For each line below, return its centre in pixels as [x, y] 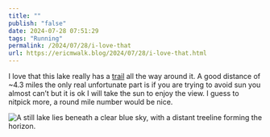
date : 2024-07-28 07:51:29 [54, 31]
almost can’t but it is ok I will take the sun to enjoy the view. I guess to [124, 93]
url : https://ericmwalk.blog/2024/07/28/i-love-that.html [108, 53]
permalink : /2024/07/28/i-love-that [70, 46]
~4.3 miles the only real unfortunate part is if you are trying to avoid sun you [135, 85]
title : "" [25, 16]
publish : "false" [37, 23]
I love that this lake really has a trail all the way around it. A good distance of [135, 76]
